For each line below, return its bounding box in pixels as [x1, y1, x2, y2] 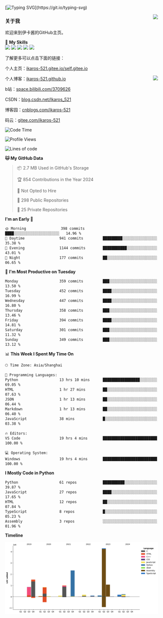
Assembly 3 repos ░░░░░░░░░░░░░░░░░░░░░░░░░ [5, 519, 158, 524]
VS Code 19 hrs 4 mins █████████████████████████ [5, 436, 158, 441]
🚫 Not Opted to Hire [16, 188, 57, 194]
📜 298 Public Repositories [16, 197, 69, 203]
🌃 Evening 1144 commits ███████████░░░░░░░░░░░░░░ [5, 246, 158, 251]
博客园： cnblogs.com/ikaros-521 [5, 107, 71, 113]
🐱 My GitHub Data [5, 155, 44, 161]
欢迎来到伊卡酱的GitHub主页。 [5, 30, 66, 36]
